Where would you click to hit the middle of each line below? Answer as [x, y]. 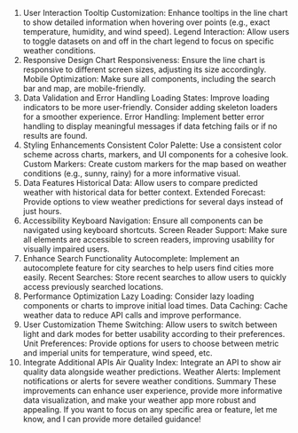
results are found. [55, 136]
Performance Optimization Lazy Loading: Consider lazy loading [138, 296]
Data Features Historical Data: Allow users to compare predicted [140, 183]
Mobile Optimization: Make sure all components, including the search [149, 79]
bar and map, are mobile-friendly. [84, 88]
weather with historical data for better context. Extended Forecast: [144, 192]
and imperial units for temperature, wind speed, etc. [118, 353]
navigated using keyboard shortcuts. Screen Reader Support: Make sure [155, 230]
